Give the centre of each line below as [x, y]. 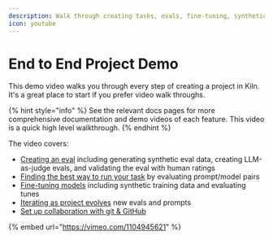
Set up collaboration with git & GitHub [83, 212]
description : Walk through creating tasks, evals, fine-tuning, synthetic [138, 16]
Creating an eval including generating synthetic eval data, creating [131, 159]
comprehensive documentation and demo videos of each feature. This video [136, 120]
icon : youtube [32, 24]
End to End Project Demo [93, 64]
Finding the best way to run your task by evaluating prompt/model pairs [140, 177]
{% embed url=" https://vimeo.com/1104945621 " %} [95, 227]
